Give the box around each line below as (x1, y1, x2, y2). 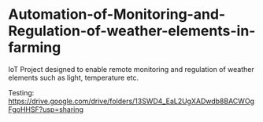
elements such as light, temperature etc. (8, 73, 139, 82)
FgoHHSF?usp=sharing (8, 104, 84, 114)
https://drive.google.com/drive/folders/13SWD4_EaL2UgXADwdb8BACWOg (8, 96, 254, 106)
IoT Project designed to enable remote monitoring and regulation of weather (8, 64, 254, 74)
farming (8, 39, 61, 56)
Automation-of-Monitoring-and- (8, 5, 226, 23)
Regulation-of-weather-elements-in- (8, 22, 256, 40)
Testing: (8, 88, 35, 97)
